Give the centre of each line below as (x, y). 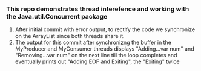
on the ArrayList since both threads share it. (70, 36)
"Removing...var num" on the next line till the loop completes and (96, 55)
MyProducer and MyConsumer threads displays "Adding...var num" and (104, 49)
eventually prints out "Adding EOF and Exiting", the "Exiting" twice (97, 61)
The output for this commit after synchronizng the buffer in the (93, 42)
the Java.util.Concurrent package (57, 16)
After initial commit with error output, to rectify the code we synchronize (105, 29)
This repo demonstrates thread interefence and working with (98, 9)
